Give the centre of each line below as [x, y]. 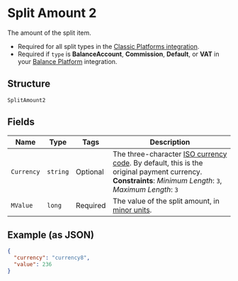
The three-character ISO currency [170, 154]
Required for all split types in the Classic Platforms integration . [108, 46]
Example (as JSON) [51, 235]
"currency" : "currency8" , [52, 258]
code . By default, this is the [158, 162]
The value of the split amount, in [166, 201]
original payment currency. [158, 172]
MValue [22, 205]
